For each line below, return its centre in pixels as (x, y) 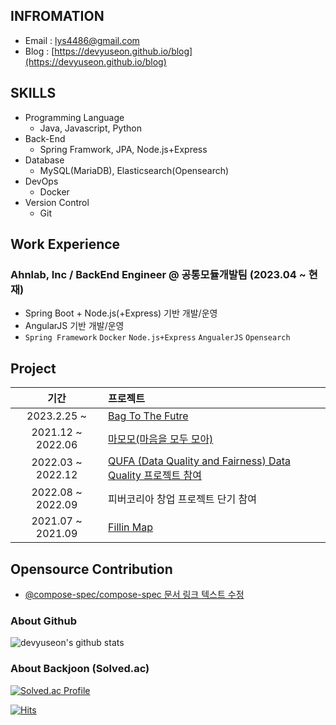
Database (44, 160)
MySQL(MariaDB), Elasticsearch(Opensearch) (134, 170)
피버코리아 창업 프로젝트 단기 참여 (183, 499)
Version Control (57, 202)
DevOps (41, 181)
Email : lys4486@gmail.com (82, 40)
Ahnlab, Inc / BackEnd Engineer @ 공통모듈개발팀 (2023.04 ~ (158, 274)
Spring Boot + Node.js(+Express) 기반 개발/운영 (121, 313)
